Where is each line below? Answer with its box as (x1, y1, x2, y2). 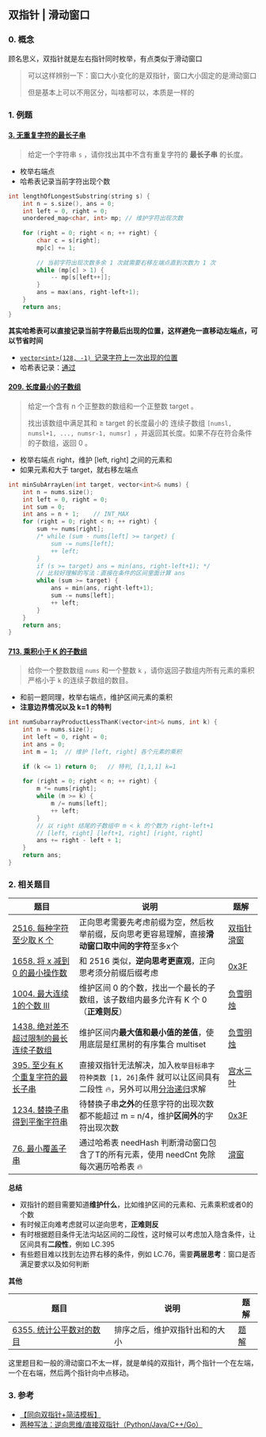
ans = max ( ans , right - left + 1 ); (36, 288, 140, 296)
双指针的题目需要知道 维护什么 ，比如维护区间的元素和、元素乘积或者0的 (19, 1199, 253, 1210)
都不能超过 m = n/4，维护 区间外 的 (78, 1111, 206, 1122)
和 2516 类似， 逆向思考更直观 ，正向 (78, 956, 215, 967)
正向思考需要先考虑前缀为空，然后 (78, 917, 207, 928)
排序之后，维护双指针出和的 (114, 1324, 218, 1335)
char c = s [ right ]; (36, 237, 101, 245)
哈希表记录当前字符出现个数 (19, 176, 111, 186)
